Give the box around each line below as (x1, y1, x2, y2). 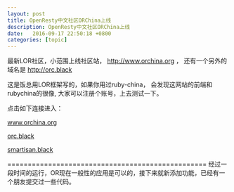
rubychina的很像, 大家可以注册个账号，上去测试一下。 (7, 89, 163, 98)
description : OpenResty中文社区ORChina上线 (7, 23, 130, 30)
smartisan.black (7, 146, 54, 154)
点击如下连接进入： (7, 104, 63, 113)
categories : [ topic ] (7, 37, 68, 44)
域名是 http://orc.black (7, 65, 72, 74)
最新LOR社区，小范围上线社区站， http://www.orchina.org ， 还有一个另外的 (7, 57, 227, 65)
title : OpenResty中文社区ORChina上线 (7, 17, 112, 24)
